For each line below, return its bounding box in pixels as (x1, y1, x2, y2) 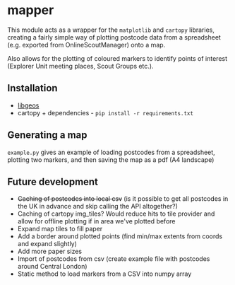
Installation (7, 82, 58, 94)
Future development (7, 175, 99, 187)
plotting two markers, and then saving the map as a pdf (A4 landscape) (7, 155, 215, 164)
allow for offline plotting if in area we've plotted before (17, 217, 176, 226)
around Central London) (17, 262, 88, 271)
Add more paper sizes (17, 247, 83, 256)
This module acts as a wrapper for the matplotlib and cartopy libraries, (7, 25, 215, 34)
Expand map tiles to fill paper (17, 225, 103, 233)
